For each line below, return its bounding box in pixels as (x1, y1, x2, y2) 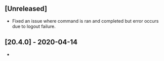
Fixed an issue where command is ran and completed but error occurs (12, 18, 159, 24)
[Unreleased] (5, 5, 48, 13)
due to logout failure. (12, 23, 56, 29)
